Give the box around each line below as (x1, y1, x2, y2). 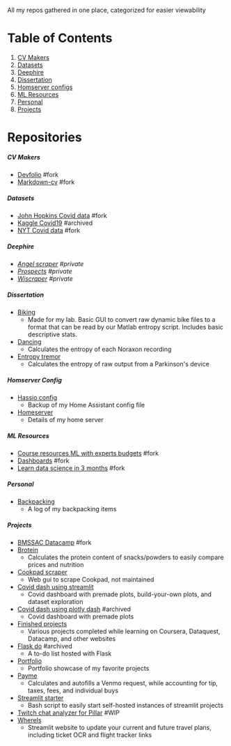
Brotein (17, 545, 38, 554)
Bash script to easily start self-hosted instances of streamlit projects (27, 701, 224, 709)
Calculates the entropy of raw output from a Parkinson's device (27, 360, 210, 368)
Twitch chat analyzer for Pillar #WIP (17, 708, 120, 717)
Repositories (7, 130, 82, 146)
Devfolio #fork (17, 171, 59, 179)
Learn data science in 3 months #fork (17, 463, 125, 472)
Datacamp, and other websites (27, 634, 116, 643)
